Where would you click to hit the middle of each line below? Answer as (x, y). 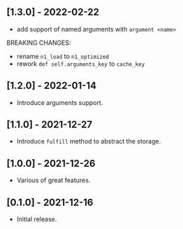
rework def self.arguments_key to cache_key (81, 64)
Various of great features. (53, 180)
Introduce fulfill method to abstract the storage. (89, 141)
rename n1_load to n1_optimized (63, 56)
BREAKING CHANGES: (39, 43)
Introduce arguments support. (60, 102)
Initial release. (37, 219)
